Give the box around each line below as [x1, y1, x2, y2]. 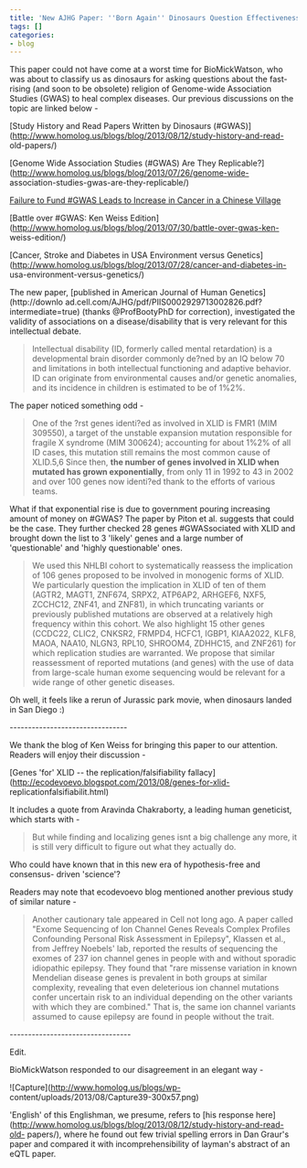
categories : [9, 30, 55, 39]
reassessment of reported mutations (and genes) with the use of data [31, 658, 294, 669]
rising [9, 83, 31, 94]
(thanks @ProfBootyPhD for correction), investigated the [81, 306, 295, 317]
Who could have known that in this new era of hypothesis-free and [9, 859, 260, 870]
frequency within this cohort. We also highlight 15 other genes [31, 618, 265, 629]
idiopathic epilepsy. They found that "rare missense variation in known [31, 962, 298, 974]
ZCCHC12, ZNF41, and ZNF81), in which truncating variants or [31, 599, 265, 610]
